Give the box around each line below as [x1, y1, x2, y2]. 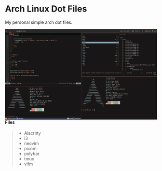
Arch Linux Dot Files [5, 3, 87, 14]
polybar [24, 151, 40, 157]
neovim [24, 140, 39, 146]
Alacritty [24, 130, 41, 136]
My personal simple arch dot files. [5, 19, 73, 25]
